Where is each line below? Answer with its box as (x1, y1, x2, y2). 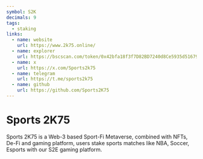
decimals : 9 (6, 14, 36, 20)
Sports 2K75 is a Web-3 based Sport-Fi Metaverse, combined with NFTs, (6, 133, 188, 140)
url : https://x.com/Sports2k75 (17, 64, 96, 71)
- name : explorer (11, 48, 56, 54)
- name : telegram (11, 70, 56, 76)
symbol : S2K (6, 8, 36, 15)
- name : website (11, 37, 53, 43)
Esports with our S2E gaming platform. (6, 146, 103, 153)
